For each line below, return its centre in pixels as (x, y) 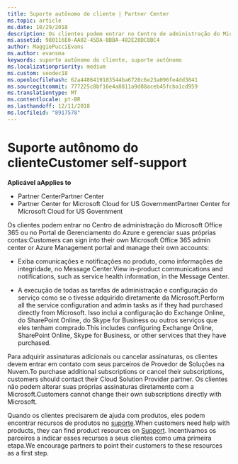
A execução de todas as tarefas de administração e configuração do (118, 290)
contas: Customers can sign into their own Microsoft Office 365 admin (109, 240)
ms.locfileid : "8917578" (44, 113)
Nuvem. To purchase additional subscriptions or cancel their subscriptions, (116, 371)
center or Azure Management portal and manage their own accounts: (108, 247)
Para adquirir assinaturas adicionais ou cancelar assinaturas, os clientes (113, 356)
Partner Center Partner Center (61, 196)
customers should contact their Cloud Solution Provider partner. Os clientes (118, 379)
